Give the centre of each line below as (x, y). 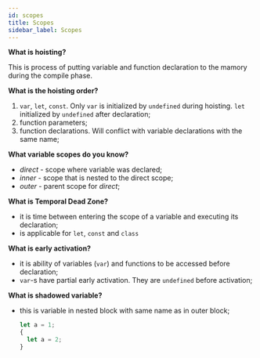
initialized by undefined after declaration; (85, 114)
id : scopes (26, 15)
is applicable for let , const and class (79, 233)
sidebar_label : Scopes (45, 30)
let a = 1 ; (37, 325)
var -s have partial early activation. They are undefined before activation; (136, 280)
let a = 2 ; (45, 340)
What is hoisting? (37, 52)
